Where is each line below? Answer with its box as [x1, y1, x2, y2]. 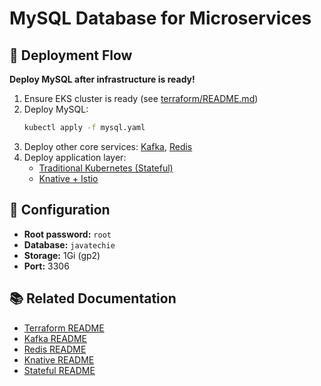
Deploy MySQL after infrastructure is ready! [9, 73, 196, 85]
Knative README [23, 353, 95, 366]
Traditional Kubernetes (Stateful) [38, 162, 174, 174]
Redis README [23, 343, 87, 355]
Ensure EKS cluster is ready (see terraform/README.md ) [23, 93, 259, 104]
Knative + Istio [38, 172, 99, 184]
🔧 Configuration [9, 202, 111, 219]
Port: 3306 [23, 260, 70, 272]
